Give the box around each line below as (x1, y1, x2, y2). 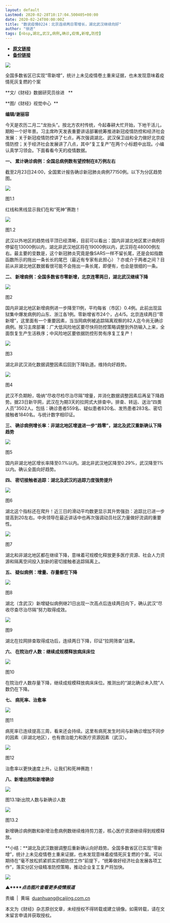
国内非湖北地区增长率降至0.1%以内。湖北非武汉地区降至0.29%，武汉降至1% (5, 460, 163, 466)
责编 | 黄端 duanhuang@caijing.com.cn (5, 895, 91, 901)
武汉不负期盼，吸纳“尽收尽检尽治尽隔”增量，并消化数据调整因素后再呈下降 (5, 392, 160, 398)
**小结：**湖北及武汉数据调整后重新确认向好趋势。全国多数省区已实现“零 (5, 845, 158, 851)
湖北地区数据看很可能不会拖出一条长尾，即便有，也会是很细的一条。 (18, 263, 160, 269)
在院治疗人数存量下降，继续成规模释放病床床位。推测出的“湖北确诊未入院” (5, 680, 160, 686)
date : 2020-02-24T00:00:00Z (5, 17, 65, 22)
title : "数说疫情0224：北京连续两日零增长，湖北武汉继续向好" (5, 21, 121, 27)
